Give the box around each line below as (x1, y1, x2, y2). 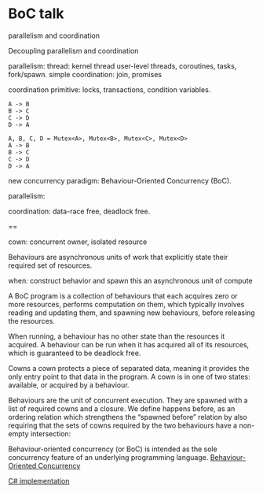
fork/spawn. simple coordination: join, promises (8, 69, 163, 79)
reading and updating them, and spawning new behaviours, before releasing (8, 308, 255, 317)
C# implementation (8, 476, 70, 485)
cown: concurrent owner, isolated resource (8, 237, 148, 246)
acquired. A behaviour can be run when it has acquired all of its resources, (8, 339, 250, 349)
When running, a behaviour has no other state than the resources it (8, 332, 225, 341)
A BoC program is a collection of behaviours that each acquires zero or (8, 291, 238, 300)
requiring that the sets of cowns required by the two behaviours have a (8, 421, 238, 430)
